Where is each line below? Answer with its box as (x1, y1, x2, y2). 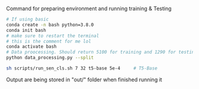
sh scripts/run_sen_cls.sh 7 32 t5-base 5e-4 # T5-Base (6, 65, 158, 71)
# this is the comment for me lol (6, 38, 92, 44)
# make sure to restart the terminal (6, 32, 99, 39)
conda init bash (6, 27, 46, 33)
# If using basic (6, 17, 49, 22)
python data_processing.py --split (6, 55, 94, 61)
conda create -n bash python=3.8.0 (6, 22, 94, 28)
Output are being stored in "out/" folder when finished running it (6, 76, 162, 83)
